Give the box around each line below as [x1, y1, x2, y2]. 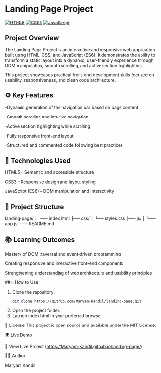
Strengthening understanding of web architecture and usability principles [5, 270, 152, 276]
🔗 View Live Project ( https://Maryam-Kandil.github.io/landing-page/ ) [5, 343, 142, 349]
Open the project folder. [12, 307, 60, 313]
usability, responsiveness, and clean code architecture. [5, 77, 116, 83]
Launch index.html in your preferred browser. [12, 312, 103, 319]
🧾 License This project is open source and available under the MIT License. [5, 322, 156, 328]
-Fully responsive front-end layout [5, 133, 74, 139]
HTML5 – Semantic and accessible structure [5, 169, 94, 175]
